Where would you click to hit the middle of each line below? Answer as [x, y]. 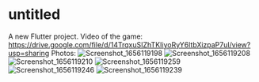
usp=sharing [29, 53]
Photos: [64, 53]
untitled [34, 15]
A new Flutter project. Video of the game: [76, 36]
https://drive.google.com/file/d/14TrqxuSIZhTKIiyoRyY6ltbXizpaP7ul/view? [129, 44]
